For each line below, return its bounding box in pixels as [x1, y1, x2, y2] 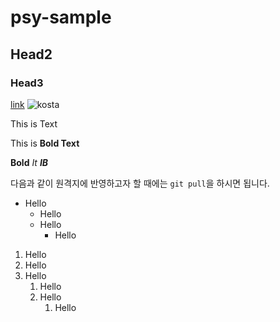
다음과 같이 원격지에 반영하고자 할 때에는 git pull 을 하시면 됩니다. [10, 177, 270, 189]
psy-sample [10, 6, 112, 29]
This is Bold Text [10, 137, 80, 149]
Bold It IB [10, 156, 49, 168]
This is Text [10, 117, 58, 130]
